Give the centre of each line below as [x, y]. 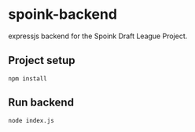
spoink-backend [63, 14]
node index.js [31, 120]
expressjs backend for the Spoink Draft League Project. [98, 36]
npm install [28, 78]
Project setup [42, 61]
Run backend [41, 103]
